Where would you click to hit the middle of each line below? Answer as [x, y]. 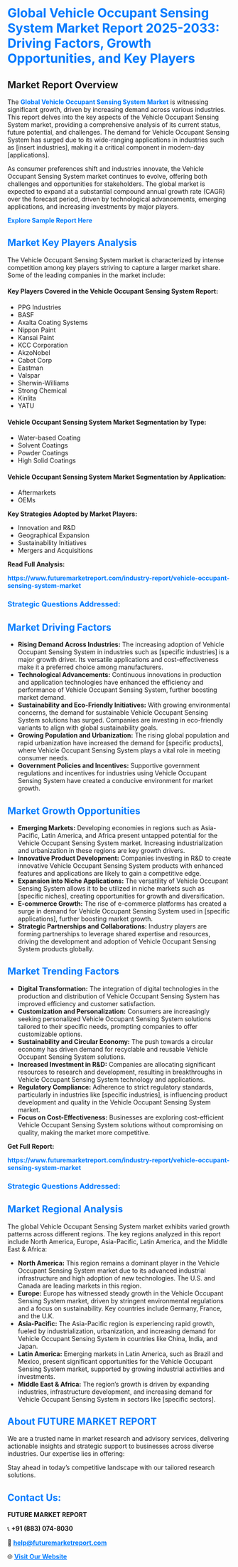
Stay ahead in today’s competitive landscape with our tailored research [111, 1468]
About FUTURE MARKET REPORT [82, 1421]
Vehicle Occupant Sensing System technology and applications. [111, 1079]
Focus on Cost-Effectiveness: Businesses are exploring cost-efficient [120, 1117]
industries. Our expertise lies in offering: [66, 1454]
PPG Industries [39, 307]
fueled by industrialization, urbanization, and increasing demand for [117, 1331]
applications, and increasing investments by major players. [93, 207]
